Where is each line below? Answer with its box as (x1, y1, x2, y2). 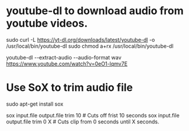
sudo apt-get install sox (6, 100, 64, 107)
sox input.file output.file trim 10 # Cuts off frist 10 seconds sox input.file (6, 112, 180, 119)
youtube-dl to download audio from (6, 4, 184, 18)
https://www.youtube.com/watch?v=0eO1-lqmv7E (6, 60, 128, 67)
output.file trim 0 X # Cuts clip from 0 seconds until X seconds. (6, 118, 159, 125)
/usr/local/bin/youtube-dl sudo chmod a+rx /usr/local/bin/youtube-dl (6, 42, 174, 50)
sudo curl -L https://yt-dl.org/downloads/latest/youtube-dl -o (6, 36, 155, 43)
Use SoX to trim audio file (6, 81, 133, 94)
